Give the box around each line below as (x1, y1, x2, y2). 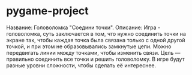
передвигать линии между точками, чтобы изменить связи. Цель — (6, 49, 181, 56)
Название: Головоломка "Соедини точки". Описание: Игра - (6, 24, 161, 31)
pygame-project (6, 4, 89, 18)
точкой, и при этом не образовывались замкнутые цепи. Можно (6, 43, 172, 50)
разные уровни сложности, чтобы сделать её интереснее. (6, 61, 157, 69)
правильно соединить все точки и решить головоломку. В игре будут (6, 55, 185, 62)
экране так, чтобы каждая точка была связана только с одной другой (6, 36, 185, 43)
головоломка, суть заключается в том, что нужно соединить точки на (6, 30, 186, 37)
